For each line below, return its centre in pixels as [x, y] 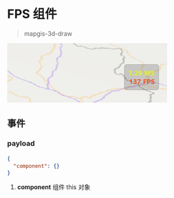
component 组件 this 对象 [54, 187]
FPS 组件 [32, 14]
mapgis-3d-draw [48, 33]
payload [21, 144]
